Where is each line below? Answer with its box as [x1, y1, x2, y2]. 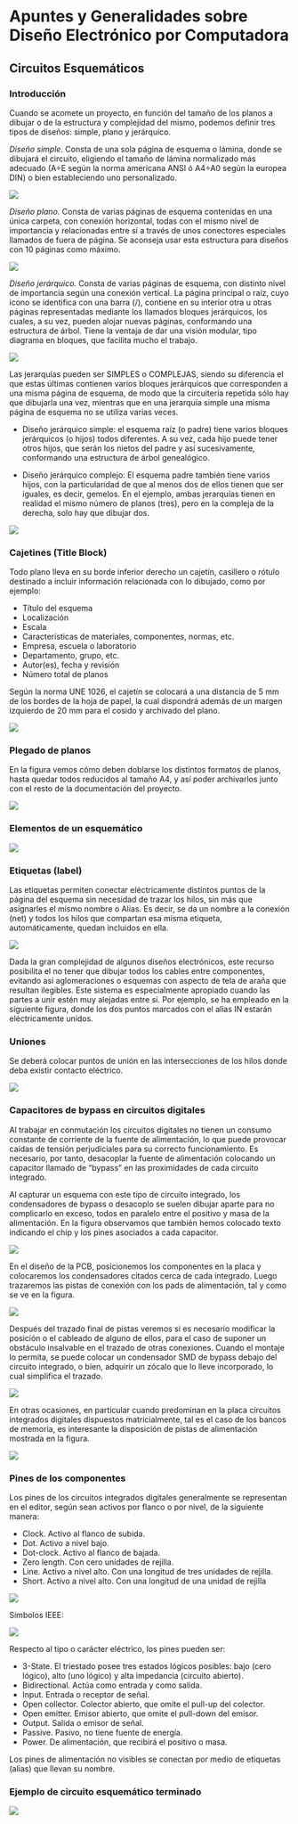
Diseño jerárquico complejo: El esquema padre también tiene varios [21, 470, 270, 480]
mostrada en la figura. [9, 1433, 91, 1444]
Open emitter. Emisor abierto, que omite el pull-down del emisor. [21, 1708, 259, 1719]
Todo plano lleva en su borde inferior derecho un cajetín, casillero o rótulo [9, 567, 280, 577]
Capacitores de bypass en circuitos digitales [9, 1104, 206, 1116]
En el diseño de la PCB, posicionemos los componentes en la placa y [9, 1261, 262, 1272]
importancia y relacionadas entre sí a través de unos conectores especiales [9, 225, 286, 235]
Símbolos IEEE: [9, 1609, 64, 1620]
